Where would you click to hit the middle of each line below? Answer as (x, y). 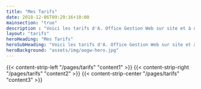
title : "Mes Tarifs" (32, 12)
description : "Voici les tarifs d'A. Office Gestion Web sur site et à (99, 28)
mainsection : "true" (32, 23)
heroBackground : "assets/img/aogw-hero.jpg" (63, 50)
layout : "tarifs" (28, 34)
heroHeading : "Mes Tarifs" (40, 39)
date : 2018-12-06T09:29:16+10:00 (48, 17)
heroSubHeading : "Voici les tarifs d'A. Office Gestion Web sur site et (99, 45)
